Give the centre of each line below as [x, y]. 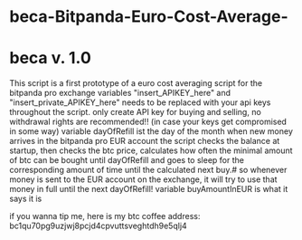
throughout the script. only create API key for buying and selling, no [136, 112]
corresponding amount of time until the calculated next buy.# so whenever [148, 170]
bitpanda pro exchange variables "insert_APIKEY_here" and [120, 93]
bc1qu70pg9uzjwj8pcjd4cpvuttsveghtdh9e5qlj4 [98, 226]
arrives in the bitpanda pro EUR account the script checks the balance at [145, 141]
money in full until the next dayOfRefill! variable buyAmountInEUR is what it [149, 189]
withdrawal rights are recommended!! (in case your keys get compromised [148, 122]
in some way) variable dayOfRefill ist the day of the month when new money [151, 131]
